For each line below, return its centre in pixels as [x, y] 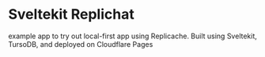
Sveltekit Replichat [71, 14]
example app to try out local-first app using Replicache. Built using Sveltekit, [132, 36]
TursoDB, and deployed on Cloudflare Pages [81, 44]
